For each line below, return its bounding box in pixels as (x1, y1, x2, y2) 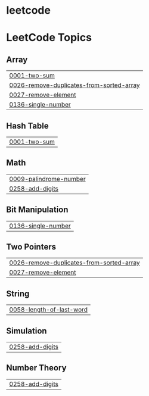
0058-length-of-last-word (9, 305, 88, 314)
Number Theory (6, 363, 67, 373)
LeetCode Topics (6, 31, 92, 45)
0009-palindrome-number (9, 174, 86, 183)
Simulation (6, 326, 47, 336)
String (6, 288, 30, 298)
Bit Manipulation (6, 205, 69, 215)
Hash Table (6, 120, 49, 131)
